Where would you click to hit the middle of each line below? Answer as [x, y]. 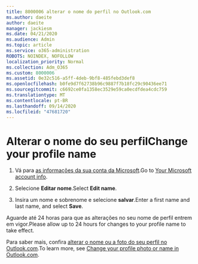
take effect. [20, 231]
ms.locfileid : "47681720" [38, 112]
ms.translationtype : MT [36, 95]
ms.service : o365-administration [48, 51]
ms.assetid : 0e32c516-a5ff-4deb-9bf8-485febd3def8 [71, 78]
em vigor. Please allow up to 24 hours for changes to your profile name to [96, 224]
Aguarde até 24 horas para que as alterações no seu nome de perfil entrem [99, 218]
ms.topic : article [29, 45]
